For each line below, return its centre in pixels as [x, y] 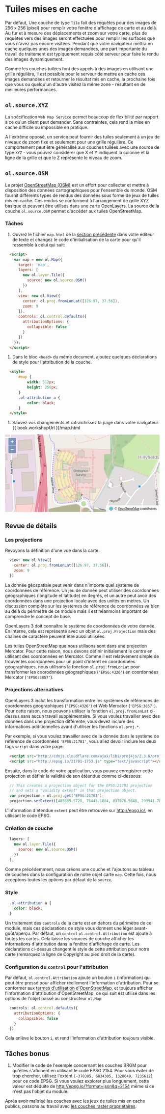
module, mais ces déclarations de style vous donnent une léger [69, 928]
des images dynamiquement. [34, 59]
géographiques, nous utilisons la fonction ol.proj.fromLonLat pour [72, 667]
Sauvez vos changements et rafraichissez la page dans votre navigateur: [86, 423]
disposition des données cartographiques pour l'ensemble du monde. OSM [81, 190]
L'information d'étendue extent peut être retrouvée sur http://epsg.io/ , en [79, 811]
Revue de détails [31, 526]
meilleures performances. [31, 89]
